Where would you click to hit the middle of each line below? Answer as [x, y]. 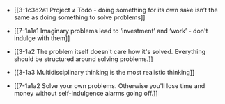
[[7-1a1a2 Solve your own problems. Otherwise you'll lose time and [109, 86]
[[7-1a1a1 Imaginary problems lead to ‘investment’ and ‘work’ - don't [111, 31]
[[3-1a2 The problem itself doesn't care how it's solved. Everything [110, 52]
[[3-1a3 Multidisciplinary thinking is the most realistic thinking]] [104, 72]
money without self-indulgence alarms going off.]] [86, 93]
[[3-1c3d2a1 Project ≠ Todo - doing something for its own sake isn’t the [116, 10]
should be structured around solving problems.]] [83, 59]
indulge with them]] [42, 38]
